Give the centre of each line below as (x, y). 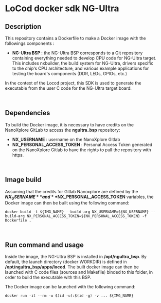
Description (23, 27)
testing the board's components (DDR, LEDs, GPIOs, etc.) (70, 73)
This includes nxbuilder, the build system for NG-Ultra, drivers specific (83, 63)
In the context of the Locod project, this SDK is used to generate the (73, 83)
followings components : (30, 43)
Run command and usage (45, 245)
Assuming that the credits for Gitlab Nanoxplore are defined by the (72, 191)
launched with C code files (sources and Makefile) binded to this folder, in (79, 272)
